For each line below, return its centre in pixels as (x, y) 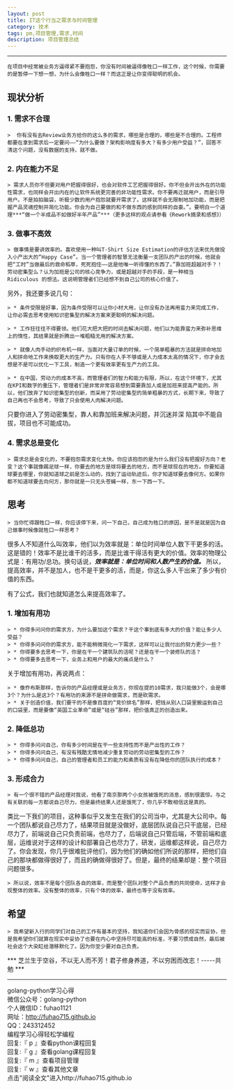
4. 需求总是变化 (33, 443)
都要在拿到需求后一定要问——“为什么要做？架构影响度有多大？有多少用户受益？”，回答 (112, 143)
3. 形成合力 (26, 779)
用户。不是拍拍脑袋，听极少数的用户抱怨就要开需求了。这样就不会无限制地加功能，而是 (114, 200)
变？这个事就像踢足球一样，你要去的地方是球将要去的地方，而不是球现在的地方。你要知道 (116, 467)
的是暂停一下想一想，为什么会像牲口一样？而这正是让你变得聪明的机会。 (95, 74)
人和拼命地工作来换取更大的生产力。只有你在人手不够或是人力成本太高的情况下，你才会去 (116, 357)
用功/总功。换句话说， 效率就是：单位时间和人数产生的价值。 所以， (128, 561)
